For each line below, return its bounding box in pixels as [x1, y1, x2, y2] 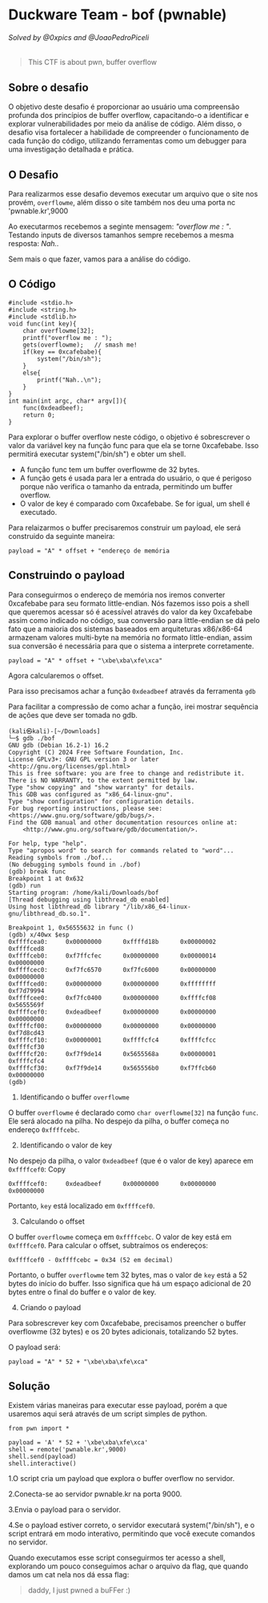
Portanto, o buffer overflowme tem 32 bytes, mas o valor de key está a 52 [8, 1269, 248, 1280]
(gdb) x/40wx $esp [8, 930, 70, 939]
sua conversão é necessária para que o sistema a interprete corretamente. [8, 641, 254, 650]
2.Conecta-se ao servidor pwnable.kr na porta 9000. [8, 1489, 182, 1499]
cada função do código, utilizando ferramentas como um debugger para [8, 136, 246, 146]
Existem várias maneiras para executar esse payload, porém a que [8, 1401, 228, 1411]
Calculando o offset [19, 1216, 86, 1226]
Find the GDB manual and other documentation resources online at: [8, 818, 238, 827]
